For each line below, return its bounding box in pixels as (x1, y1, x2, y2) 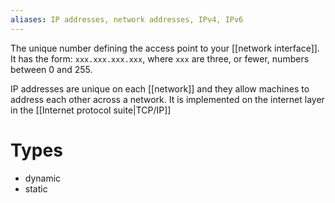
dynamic (24, 172, 62, 184)
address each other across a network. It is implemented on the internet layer (10, 93, 325, 105)
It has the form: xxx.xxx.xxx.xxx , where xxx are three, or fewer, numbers (10, 52, 310, 65)
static (24, 182, 48, 195)
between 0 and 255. (10, 63, 93, 75)
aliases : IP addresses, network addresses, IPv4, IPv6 (10, 14, 244, 25)
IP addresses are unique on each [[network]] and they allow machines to (10, 82, 310, 95)
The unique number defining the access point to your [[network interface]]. (10, 42, 320, 54)
